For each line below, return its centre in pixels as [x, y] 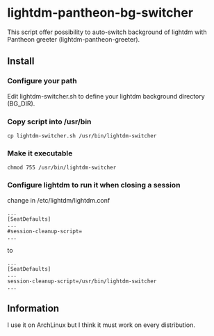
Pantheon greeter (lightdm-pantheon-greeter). [74, 39]
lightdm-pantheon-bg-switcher [100, 13]
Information [33, 308]
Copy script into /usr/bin [49, 121]
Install [21, 61]
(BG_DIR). [21, 103]
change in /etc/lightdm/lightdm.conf [59, 200]
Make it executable [40, 153]
